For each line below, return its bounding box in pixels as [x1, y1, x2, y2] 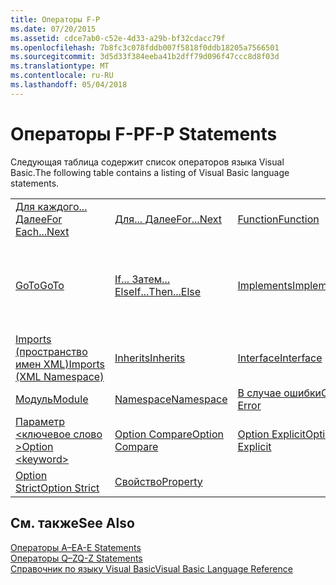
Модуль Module [15, 392, 89, 406]
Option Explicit [237, 427, 307, 441]
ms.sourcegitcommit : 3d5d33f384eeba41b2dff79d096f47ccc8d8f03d [10, 52, 280, 62]
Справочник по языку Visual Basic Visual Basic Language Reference [10, 562, 293, 575]
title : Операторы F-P [10, 14, 101, 25]
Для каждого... [15, 199, 88, 213]
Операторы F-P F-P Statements [10, 122, 278, 145]
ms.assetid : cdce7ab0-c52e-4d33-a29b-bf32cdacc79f [10, 33, 226, 43]
